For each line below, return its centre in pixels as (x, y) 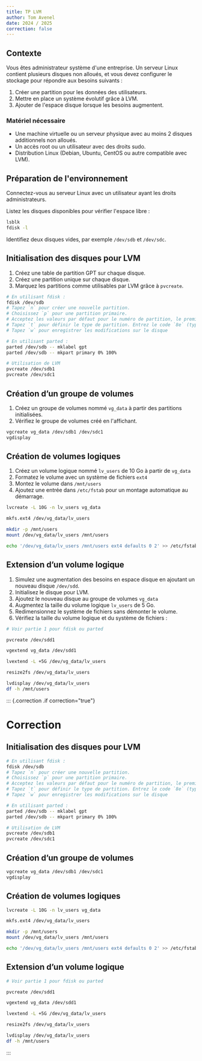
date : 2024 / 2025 (29, 23)
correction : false (29, 29)
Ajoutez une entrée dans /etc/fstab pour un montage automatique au (101, 490)
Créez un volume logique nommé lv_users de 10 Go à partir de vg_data (103, 471)
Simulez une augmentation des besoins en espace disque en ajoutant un (105, 579)
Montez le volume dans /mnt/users (58, 484)
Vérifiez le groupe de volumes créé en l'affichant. (76, 421)
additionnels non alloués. (46, 140)
